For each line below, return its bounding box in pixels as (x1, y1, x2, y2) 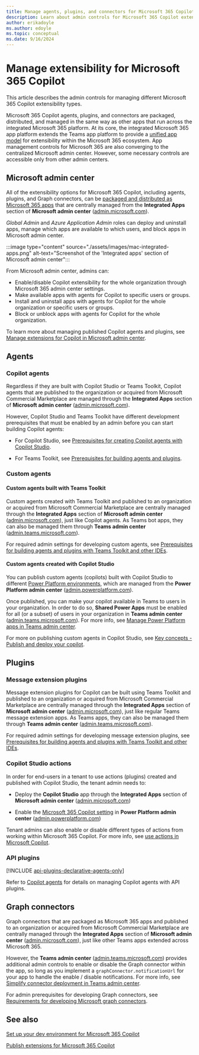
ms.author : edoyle (6, 25, 52, 31)
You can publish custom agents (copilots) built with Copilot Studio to (6, 573, 174, 581)
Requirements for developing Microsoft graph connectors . (6, 997, 148, 1005)
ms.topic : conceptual (6, 31, 60, 37)
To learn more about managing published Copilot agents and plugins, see (6, 328, 185, 335)
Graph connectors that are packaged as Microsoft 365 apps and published (6, 917, 188, 925)
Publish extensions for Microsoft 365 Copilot (6, 1041, 115, 1049)
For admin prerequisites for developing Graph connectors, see (6, 991, 158, 998)
